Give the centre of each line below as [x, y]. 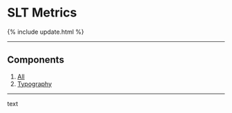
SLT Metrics [42, 13]
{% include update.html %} [46, 32]
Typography [35, 83]
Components [36, 60]
